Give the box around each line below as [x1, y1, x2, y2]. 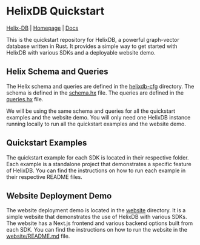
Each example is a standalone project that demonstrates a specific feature [6, 160, 192, 167]
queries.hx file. [6, 95, 44, 102]
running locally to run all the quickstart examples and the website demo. [6, 120, 186, 127]
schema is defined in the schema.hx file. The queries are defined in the [6, 89, 184, 96]
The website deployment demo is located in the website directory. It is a [6, 207, 186, 214]
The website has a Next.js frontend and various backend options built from [6, 220, 193, 227]
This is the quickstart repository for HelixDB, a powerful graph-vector [6, 36, 180, 43]
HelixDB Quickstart [6, 4, 105, 18]
